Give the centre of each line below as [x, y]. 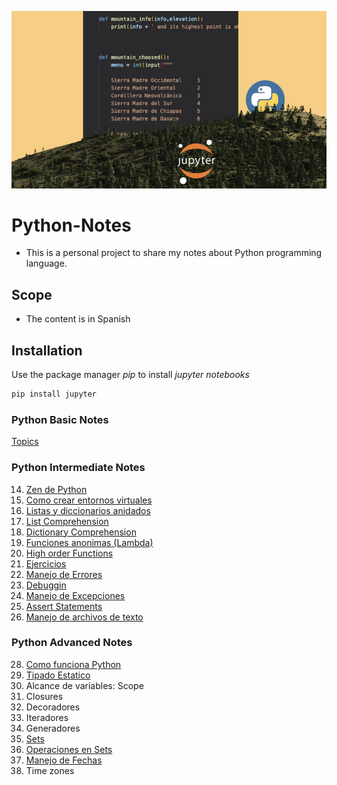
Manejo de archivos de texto [84, 617]
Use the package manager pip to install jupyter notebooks [130, 375]
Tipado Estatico [58, 675]
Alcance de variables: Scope [84, 685]
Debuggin [46, 585]
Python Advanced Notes [72, 643]
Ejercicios [46, 563]
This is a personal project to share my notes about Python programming [174, 253]
